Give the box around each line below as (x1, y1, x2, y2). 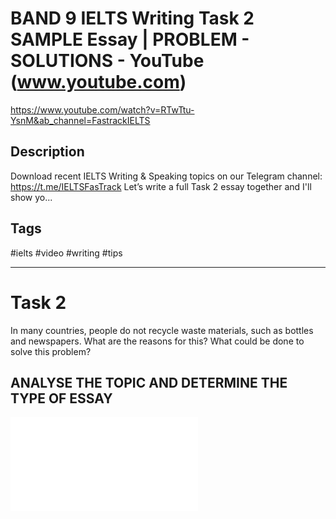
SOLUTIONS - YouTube (10, 50, 205, 72)
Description (10, 143, 85, 161)
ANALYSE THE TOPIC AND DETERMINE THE (10, 374, 288, 391)
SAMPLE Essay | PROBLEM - (10, 28, 250, 51)
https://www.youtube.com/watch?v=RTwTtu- (10, 103, 195, 116)
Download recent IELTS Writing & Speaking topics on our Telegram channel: (10, 170, 323, 182)
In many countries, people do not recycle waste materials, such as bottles (10, 324, 314, 336)
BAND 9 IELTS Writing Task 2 (10, 7, 255, 30)
